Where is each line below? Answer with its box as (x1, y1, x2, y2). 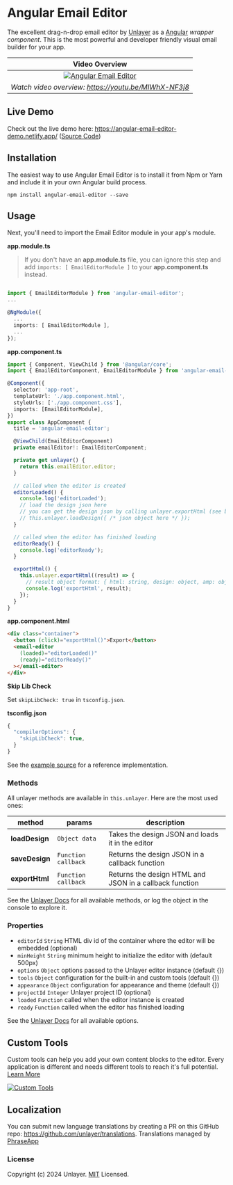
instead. (24, 270, 48, 279)
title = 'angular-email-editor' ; (13, 425, 110, 432)
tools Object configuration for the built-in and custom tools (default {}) (17, 973, 220, 982)
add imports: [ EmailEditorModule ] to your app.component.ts (24, 263, 209, 271)
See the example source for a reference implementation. (7, 761, 169, 769)
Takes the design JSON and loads (108, 829, 218, 839)
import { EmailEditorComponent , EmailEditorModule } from (7, 367, 178, 374)
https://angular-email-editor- (94, 124, 177, 133)
